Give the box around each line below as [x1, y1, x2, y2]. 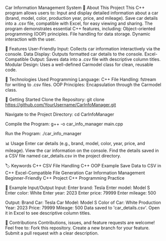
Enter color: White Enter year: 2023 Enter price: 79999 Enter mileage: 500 [5, 190, 156, 195]
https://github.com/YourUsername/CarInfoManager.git [5, 102, 116, 107]
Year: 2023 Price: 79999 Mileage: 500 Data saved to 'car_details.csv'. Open [5, 205, 160, 210]
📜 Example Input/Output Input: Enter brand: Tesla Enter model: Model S [5, 185, 150, 191]
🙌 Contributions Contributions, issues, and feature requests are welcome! [5, 220, 155, 225]
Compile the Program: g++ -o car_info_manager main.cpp [5, 121, 123, 127]
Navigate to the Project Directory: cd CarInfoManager [5, 111, 114, 117]
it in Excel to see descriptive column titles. [5, 210, 91, 216]
